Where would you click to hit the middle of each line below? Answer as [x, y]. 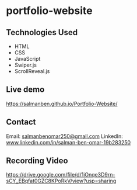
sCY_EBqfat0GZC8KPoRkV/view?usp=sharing [61, 181]
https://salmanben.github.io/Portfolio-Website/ [62, 103]
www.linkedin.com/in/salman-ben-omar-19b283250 [68, 142]
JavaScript [27, 59]
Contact [21, 122]
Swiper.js [25, 65]
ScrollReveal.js [32, 71]
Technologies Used [42, 32]
